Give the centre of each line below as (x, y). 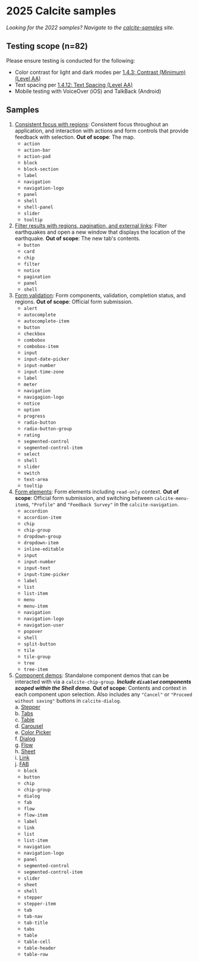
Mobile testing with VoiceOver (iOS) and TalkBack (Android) (88, 91)
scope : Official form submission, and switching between (84, 498)
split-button (40, 644)
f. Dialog (25, 738)
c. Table (24, 719)
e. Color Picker (33, 732)
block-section (41, 169)
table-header (40, 948)
